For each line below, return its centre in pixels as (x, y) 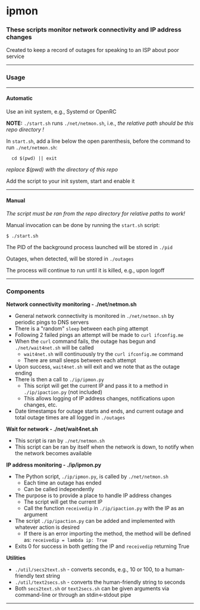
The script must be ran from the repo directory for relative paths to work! (96, 214)
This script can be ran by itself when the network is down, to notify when (104, 447)
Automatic (19, 98)
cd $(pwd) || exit (35, 158)
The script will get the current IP (63, 502)
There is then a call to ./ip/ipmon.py (59, 379)
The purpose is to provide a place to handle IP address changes (93, 496)
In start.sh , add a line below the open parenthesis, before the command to (98, 141)
